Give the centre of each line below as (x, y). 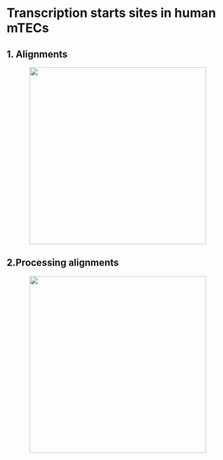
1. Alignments (37, 54)
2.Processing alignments (63, 263)
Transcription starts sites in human (111, 13)
